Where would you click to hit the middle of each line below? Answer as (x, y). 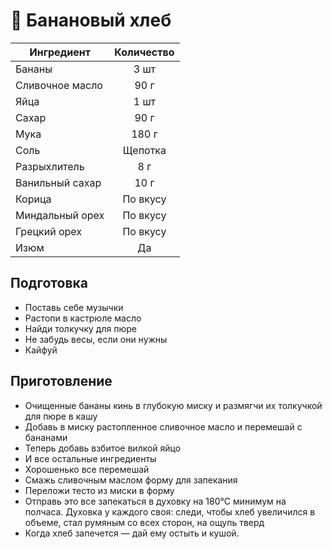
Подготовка (49, 283)
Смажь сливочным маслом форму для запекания (131, 480)
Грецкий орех (49, 231)
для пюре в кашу (61, 416)
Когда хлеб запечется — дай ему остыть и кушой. (132, 533)
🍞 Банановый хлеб (91, 20)
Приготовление (61, 381)
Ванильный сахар (58, 182)
